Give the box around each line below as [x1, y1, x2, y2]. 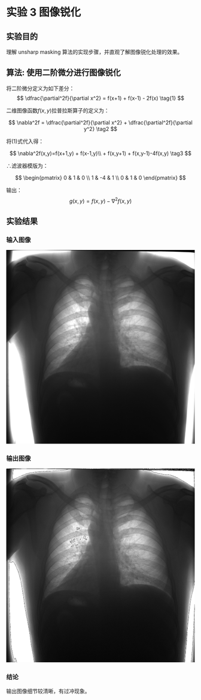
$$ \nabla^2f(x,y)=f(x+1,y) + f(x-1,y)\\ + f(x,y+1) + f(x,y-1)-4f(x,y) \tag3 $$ [9, 150, 192, 157]
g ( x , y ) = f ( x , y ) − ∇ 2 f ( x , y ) [69, 196, 132, 204]
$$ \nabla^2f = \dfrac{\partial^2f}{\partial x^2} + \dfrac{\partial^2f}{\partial [8, 118, 193, 126]
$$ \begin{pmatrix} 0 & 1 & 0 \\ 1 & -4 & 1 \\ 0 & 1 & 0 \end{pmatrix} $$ [14, 174, 187, 181]
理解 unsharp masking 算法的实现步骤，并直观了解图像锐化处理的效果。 [6, 49, 183, 55]
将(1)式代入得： [6, 138, 44, 145]
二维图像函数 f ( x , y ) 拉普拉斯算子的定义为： [6, 106, 109, 114]
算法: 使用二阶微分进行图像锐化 [6, 67, 121, 78]
